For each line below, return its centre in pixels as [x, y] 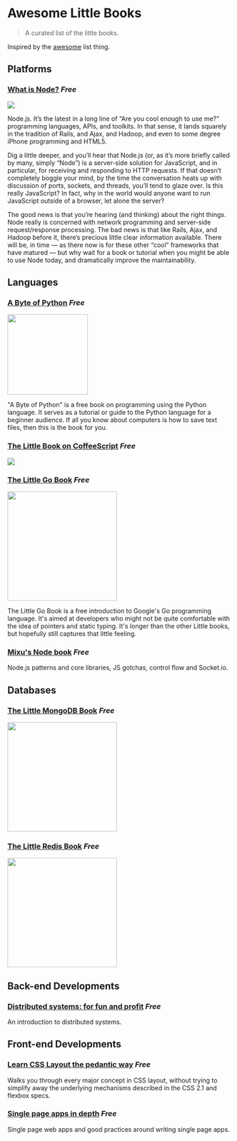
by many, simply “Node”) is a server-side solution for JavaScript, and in [112, 163]
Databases [32, 690]
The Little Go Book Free [49, 480]
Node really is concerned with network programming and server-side [109, 222]
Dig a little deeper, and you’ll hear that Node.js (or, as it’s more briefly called [119, 155]
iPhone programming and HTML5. [57, 141]
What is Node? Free [42, 89]
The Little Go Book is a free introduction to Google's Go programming [110, 610]
